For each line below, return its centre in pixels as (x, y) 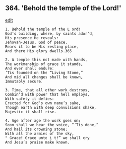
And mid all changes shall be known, (44, 77)
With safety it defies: (30, 99)
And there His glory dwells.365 (38, 51)
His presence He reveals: (32, 38)
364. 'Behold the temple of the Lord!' (63, 8)
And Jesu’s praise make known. (37, 142)
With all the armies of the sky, (40, 134)
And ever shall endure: (30, 68)
